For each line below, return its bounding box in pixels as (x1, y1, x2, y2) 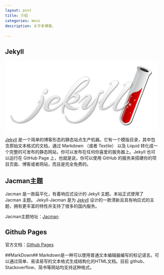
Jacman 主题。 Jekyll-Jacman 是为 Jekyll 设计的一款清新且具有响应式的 (5, 197, 150, 203)
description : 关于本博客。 (5, 24, 56, 28)
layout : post (5, 8, 32, 13)
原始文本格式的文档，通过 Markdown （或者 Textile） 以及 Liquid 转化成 (9, 143, 154, 149)
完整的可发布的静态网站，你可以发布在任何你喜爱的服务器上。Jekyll (9, 149, 146, 154)
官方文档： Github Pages (5, 242, 54, 248)
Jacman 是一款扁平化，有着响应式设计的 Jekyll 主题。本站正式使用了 (5, 191, 144, 197)
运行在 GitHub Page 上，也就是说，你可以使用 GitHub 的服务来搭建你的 (9, 155, 153, 161)
